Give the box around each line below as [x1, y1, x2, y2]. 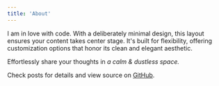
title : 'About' [7, 10, 51, 17]
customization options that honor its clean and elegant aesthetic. [7, 44, 193, 52]
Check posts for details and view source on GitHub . [7, 71, 155, 79]
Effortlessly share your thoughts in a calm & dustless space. [7, 57, 179, 66]
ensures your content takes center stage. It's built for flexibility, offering [7, 36, 213, 45]
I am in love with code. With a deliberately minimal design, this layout [7, 29, 204, 37]
